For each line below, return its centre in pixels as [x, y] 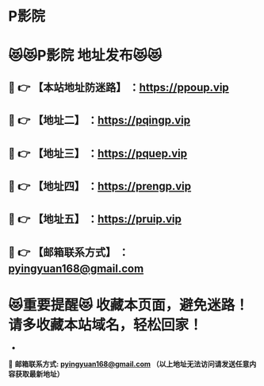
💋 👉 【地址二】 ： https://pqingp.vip [99, 120]
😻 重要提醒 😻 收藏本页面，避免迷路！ [129, 305]
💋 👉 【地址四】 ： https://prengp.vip [100, 186]
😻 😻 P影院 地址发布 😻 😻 [85, 56]
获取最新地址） [39, 373]
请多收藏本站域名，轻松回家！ [106, 324]
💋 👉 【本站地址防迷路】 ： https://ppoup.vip [119, 87]
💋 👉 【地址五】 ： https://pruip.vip [95, 219]
